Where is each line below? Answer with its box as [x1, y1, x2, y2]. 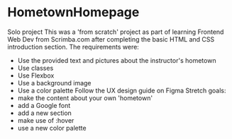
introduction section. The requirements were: [7, 42, 140, 51]
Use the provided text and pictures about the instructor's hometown [17, 56, 216, 64]
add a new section [17, 109, 72, 117]
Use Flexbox [17, 71, 55, 80]
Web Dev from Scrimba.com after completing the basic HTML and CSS [7, 35, 215, 43]
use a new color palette [17, 123, 87, 132]
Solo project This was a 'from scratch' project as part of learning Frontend [7, 28, 224, 36]
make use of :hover [17, 116, 74, 124]
